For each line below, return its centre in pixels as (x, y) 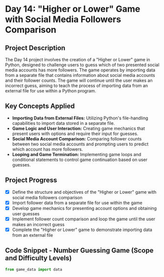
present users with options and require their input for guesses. (75, 134)
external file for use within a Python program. (51, 91)
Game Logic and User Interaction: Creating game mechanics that (79, 128)
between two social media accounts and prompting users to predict (80, 144)
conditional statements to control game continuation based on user (80, 160)
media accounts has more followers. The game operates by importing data (80, 70)
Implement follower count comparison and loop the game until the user (84, 219)
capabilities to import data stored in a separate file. (63, 123)
